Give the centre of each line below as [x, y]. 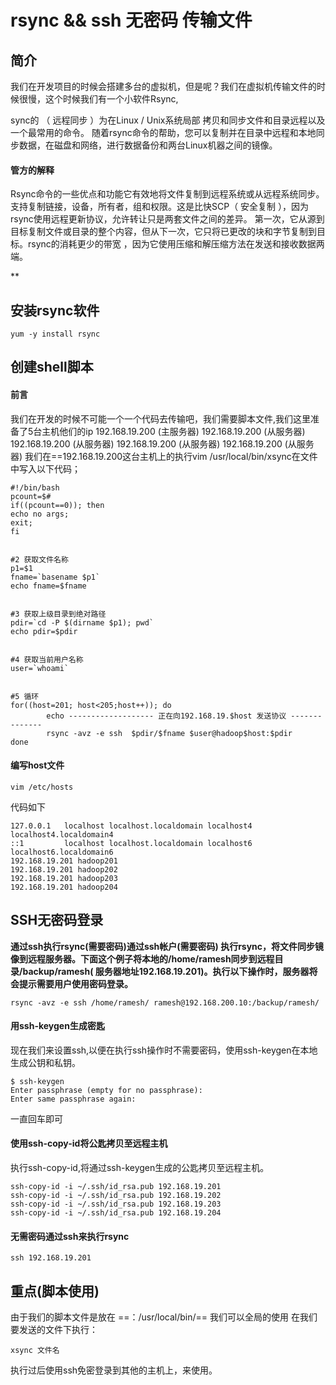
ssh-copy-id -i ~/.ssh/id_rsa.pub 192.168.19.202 [116, 1196]
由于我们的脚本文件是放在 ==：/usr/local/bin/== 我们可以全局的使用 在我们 [164, 1317]
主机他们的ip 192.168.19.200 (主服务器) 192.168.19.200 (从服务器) [173, 431]
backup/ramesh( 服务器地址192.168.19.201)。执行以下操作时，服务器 [166, 971]
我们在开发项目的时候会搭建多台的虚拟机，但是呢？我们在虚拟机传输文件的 [163, 86]
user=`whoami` [40, 668]
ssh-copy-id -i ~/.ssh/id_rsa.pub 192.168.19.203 [116, 1204]
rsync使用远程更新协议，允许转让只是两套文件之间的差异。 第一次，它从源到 [167, 219]
